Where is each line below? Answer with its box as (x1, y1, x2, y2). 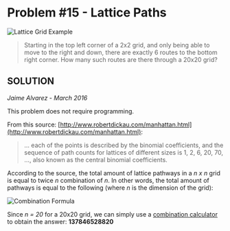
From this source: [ (7, 120, 60, 129)
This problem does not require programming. (7, 107, 135, 115)
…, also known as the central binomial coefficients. (23, 155, 168, 164)
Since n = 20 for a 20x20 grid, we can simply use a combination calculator (7, 210, 218, 218)
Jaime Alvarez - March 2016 (7, 93, 88, 102)
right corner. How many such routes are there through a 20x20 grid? (23, 55, 218, 63)
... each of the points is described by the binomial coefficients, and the (23, 141, 224, 149)
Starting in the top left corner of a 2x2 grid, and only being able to (23, 41, 210, 49)
